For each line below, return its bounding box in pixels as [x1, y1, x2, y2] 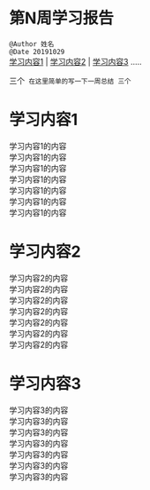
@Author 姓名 [9, 39, 55, 49]
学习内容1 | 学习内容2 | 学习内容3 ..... [9, 56, 143, 67]
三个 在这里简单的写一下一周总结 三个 [9, 75, 131, 85]
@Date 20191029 [9, 47, 65, 56]
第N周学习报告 [9, 8, 115, 28]
